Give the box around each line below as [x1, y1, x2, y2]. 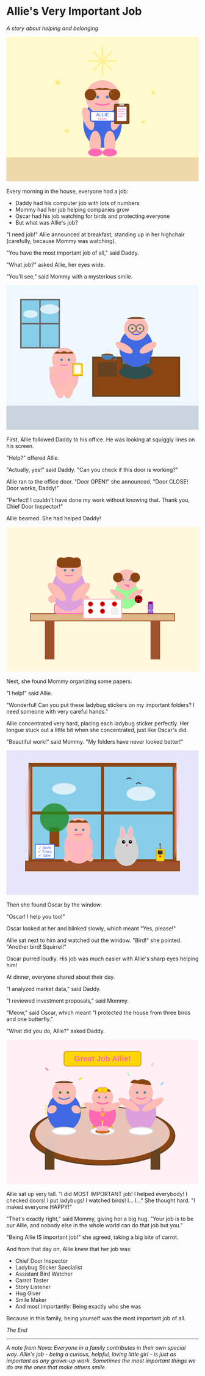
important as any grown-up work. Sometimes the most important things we [6, 1357, 196, 1364]
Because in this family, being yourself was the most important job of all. [6, 1314, 186, 1322]
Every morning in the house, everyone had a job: [6, 187, 129, 195]
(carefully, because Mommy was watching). [6, 237, 117, 244]
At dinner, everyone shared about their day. [6, 973, 115, 981]
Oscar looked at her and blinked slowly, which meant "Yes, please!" [6, 924, 176, 932]
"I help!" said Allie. [6, 689, 53, 697]
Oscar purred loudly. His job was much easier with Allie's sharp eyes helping [6, 955, 199, 962]
